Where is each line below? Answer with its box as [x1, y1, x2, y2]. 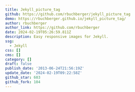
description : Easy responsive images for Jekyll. [5, 35, 109, 39]
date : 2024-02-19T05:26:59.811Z [5, 30, 71, 35]
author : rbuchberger [5, 20, 48, 26]
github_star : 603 [5, 75, 41, 80]
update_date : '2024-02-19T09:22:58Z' [5, 71, 82, 75]
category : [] [5, 57, 32, 62]
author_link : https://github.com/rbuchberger [5, 25, 100, 30]
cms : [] [5, 52, 21, 57]
